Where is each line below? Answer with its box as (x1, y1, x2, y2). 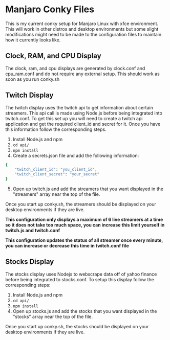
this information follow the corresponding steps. (5, 126, 107, 132)
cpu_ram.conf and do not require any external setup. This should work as (5, 71, 160, 77)
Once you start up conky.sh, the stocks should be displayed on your (5, 323, 149, 329)
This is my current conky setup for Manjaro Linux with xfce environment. (5, 20, 159, 27)
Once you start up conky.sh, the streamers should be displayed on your (5, 201, 156, 208)
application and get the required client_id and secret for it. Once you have (5, 121, 161, 127)
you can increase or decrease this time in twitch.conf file (5, 243, 129, 249)
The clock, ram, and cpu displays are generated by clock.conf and (5, 65, 145, 71)
